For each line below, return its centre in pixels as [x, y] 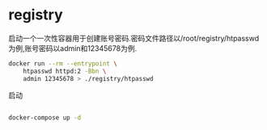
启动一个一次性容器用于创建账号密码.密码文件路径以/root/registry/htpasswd [134, 38]
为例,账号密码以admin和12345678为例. [73, 48]
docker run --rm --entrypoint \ [63, 63]
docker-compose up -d [45, 117]
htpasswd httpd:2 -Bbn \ [65, 71]
